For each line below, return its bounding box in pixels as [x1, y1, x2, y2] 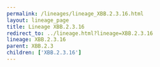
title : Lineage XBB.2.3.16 [6, 23, 85, 30]
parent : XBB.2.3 [6, 43, 54, 50]
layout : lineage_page [6, 17, 70, 24]
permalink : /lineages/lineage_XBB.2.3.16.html [6, 10, 144, 17]
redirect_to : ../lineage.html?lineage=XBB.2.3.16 [6, 29, 154, 37]
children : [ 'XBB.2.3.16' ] [6, 50, 81, 57]
